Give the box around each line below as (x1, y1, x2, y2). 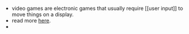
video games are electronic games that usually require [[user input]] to (11, 5, 184, 12)
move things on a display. (11, 11, 74, 18)
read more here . (11, 17, 51, 24)
